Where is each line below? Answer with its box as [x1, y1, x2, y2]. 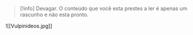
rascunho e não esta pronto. [19, 11, 89, 18]
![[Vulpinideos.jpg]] [5, 23, 52, 29]
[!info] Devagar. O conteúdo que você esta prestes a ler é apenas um [19, 5, 188, 12]
